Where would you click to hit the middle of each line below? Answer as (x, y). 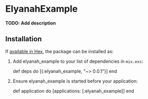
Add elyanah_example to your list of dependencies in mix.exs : (78, 61)
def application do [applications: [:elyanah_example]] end (73, 91)
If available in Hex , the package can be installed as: (59, 51)
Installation (24, 39)
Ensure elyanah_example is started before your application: (75, 81)
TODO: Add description (31, 23)
